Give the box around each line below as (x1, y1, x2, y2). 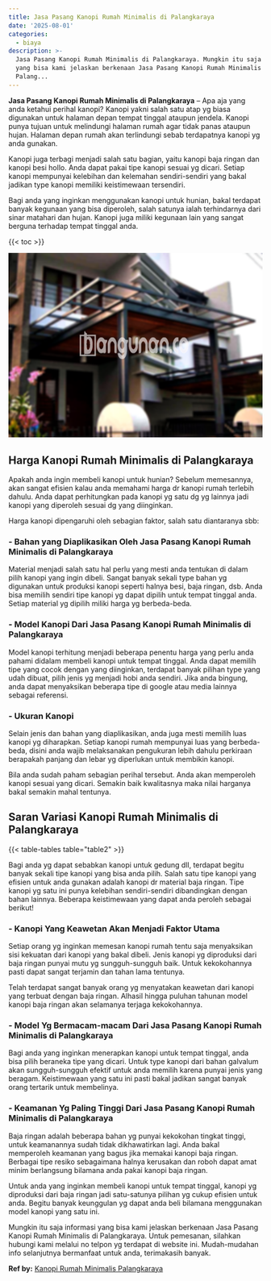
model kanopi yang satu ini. (8, 1206, 100, 1217)
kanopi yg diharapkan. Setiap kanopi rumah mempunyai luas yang (8, 737, 227, 747)
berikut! (8, 903, 35, 913)
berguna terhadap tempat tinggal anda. (8, 221, 139, 231)
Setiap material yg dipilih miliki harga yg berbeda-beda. (8, 599, 192, 609)
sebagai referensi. (8, 690, 69, 700)
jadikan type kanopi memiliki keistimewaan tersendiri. (8, 180, 186, 189)
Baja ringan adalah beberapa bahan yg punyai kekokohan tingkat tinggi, (8, 1131, 246, 1141)
